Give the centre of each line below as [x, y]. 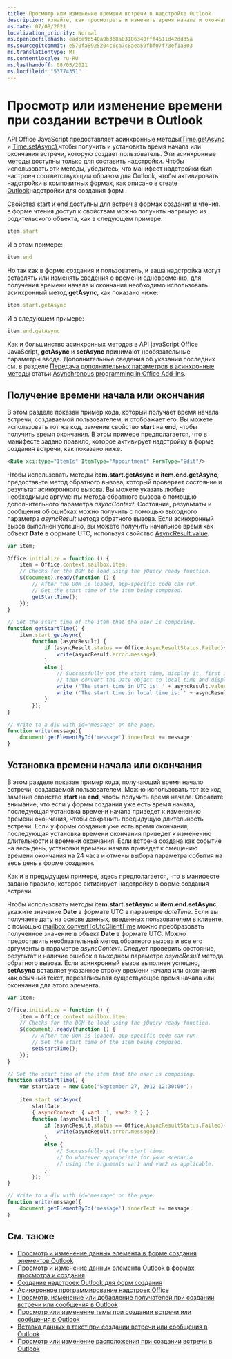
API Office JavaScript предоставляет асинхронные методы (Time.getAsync [116, 140]
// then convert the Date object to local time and [132, 680]
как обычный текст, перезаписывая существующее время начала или [111, 978]
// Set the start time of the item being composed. [108, 1043]
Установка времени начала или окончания [105, 765]
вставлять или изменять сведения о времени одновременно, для [104, 278]
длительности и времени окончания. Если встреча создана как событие [115, 841]
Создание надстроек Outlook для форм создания [90, 1282]
